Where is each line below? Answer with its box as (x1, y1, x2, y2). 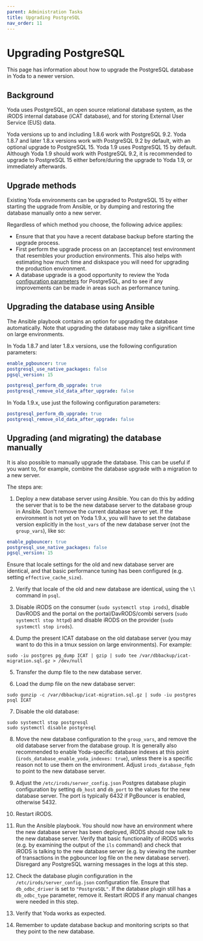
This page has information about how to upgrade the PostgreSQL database (7, 66, 194, 73)
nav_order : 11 (7, 20, 43, 26)
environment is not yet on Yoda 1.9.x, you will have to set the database (15, 514, 191, 521)
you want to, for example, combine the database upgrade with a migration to (7, 465, 198, 472)
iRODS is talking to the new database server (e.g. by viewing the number (15, 848, 197, 855)
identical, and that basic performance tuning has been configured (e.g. (7, 567, 183, 575)
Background (7, 90, 54, 100)
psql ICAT (7, 697, 32, 703)
